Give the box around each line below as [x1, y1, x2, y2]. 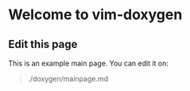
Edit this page [8, 38, 78, 51]
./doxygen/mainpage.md [27, 74, 109, 83]
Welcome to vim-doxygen [8, 6, 183, 24]
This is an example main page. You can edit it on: [8, 58, 169, 68]
